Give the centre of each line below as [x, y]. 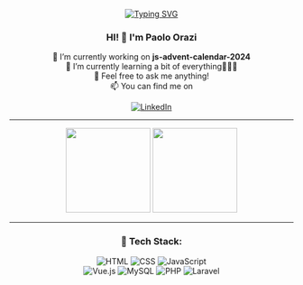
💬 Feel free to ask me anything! [151, 76]
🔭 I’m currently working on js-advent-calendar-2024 [151, 57]
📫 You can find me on [151, 87]
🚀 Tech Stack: [151, 242]
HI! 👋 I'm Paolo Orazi [151, 37]
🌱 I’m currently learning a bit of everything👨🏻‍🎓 [151, 67]
